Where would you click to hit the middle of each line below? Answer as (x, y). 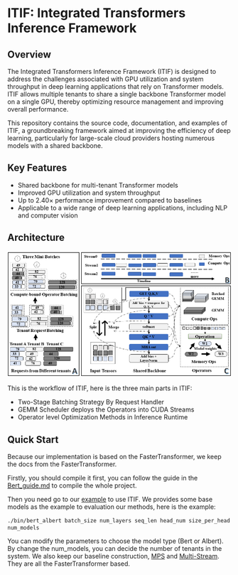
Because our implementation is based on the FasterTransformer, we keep (114, 456)
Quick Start (33, 440)
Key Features (37, 168)
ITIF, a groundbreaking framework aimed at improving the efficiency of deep (119, 130)
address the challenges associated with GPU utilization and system (106, 79)
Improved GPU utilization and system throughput (89, 193)
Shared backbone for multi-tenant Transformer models (98, 185)
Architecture (36, 238)
